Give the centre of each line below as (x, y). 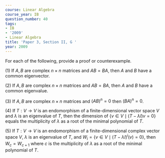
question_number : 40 (27, 19)
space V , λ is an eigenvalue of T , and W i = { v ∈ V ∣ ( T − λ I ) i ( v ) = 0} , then (81, 137)
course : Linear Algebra (30, 10)
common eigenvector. (27, 76)
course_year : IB (22, 14)
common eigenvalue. (27, 90)
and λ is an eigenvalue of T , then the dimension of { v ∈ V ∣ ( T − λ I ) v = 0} (81, 116)
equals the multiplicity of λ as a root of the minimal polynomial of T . (74, 121)
